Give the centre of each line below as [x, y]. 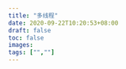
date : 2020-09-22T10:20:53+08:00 [63, 23]
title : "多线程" [33, 15]
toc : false [26, 38]
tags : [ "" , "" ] [32, 52]
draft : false [30, 30]
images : [21, 45]
